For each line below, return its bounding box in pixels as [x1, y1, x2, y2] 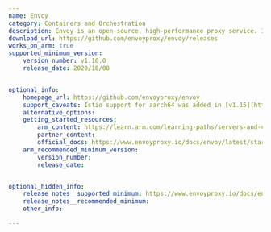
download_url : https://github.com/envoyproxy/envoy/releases [8, 34, 219, 43]
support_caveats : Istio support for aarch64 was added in [23, 101, 222, 109]
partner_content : [37, 130, 95, 139]
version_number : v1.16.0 [23, 57, 106, 65]
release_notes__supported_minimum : [23, 190, 143, 198]
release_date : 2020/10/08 [23, 64, 110, 72]
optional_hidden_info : [8, 182, 85, 190]
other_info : [23, 205, 63, 213]
